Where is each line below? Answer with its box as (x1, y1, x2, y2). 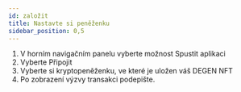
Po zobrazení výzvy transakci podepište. (19, 74, 156, 85)
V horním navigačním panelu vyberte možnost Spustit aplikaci (19, 49, 226, 59)
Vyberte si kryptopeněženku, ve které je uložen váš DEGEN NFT (19, 66, 234, 76)
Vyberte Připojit (19, 57, 73, 67)
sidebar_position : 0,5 (8, 27, 85, 35)
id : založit (8, 11, 48, 20)
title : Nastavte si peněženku (8, 19, 110, 27)
